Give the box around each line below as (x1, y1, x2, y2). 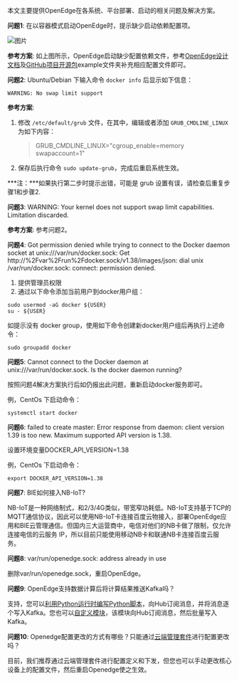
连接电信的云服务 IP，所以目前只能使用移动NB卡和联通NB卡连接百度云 (7, 530, 213, 539)
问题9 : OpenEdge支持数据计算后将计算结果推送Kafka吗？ (7, 584, 176, 593)
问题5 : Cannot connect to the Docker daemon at (7, 358, 149, 366)
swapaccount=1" (35, 149, 85, 157)
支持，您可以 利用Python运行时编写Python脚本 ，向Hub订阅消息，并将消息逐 (7, 600, 230, 608)
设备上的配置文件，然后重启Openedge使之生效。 (7, 665, 151, 674)
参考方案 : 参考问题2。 (7, 226, 71, 233)
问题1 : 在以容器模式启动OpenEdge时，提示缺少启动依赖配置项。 (7, 21, 194, 30)
